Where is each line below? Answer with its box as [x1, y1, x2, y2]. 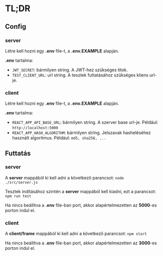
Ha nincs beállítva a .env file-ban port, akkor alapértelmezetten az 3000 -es [5, 240, 157, 246]
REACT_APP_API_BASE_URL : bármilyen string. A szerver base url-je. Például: [12, 119, 158, 125]
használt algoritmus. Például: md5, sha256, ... [12, 135, 106, 141]
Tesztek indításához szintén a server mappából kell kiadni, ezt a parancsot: [5, 188, 156, 194]
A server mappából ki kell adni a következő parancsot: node [5, 175, 124, 180]
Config [5, 22, 26, 31]
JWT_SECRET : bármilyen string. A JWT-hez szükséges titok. [12, 67, 128, 73]
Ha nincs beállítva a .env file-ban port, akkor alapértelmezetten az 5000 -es [5, 202, 157, 208]
